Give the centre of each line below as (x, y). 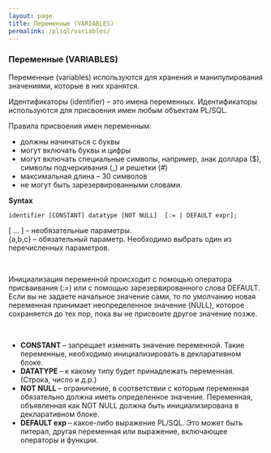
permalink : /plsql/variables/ (60, 31)
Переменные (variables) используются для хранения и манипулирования (136, 77)
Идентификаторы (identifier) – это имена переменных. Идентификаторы (133, 101)
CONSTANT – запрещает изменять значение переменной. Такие (132, 345)
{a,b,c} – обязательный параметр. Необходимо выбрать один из (120, 239)
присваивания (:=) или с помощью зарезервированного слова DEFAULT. (134, 287)
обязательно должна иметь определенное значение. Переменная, (136, 397)
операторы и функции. (59, 440)
